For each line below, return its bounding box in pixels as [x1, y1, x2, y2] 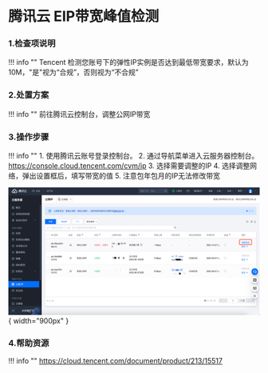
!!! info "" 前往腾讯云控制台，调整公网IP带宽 [8, 109, 151, 118]
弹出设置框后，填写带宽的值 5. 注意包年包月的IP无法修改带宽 [22, 171, 221, 181]
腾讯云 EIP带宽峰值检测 [8, 7, 160, 26]
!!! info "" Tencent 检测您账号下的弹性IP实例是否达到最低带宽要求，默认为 [8, 58, 249, 67]
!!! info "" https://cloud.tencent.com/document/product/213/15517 [8, 356, 223, 366]
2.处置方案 [8, 90, 49, 101]
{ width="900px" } [8, 316, 69, 326]
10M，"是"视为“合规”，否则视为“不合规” [8, 67, 139, 77]
